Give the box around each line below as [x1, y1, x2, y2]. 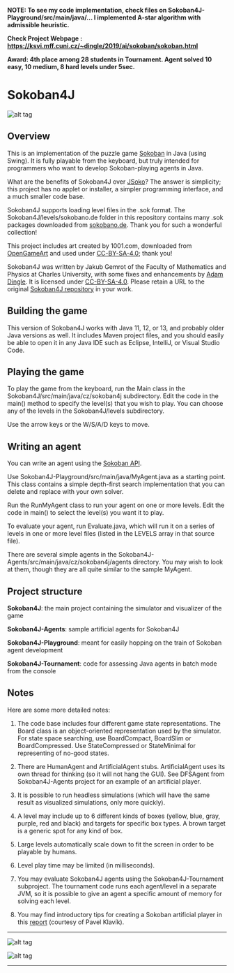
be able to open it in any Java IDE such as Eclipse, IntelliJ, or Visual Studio [7, 338, 220, 346]
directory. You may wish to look [132, 558, 224, 566]
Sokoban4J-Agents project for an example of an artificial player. [17, 777, 202, 785]
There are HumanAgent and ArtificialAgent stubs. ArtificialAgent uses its [17, 762, 225, 770]
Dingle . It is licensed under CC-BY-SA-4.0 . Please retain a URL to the [7, 277, 205, 286]
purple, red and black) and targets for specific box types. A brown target [17, 819, 226, 827]
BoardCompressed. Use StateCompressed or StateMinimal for [17, 741, 196, 749]
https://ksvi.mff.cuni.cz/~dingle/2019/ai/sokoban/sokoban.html [7, 42, 198, 50]
